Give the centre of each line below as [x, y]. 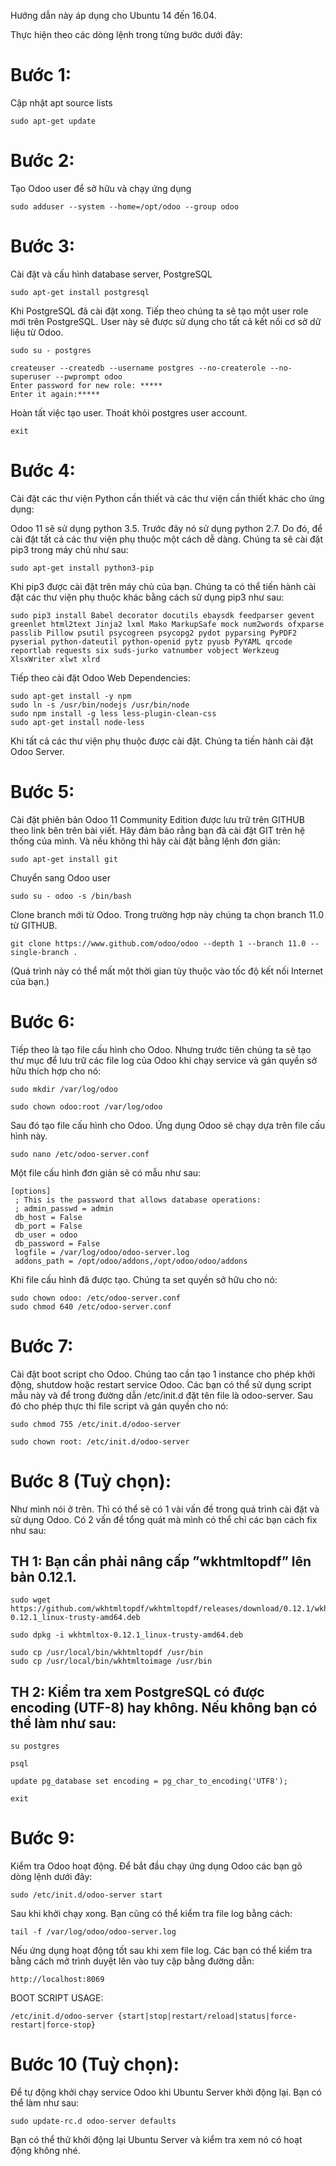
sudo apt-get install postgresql [80, 292]
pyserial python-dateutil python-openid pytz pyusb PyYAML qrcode [151, 641]
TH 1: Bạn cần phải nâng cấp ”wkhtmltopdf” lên [161, 1561]
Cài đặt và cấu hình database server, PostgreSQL [111, 274]
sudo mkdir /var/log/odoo [64, 1089]
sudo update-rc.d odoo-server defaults [93, 2121]
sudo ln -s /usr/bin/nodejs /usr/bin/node [100, 705]
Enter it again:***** [55, 394]
